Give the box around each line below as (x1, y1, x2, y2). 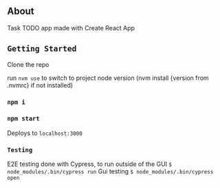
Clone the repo (7, 60, 49, 68)
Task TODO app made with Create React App (7, 23, 135, 32)
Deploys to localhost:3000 (7, 129, 82, 137)
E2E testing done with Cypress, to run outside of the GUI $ (7, 160, 172, 168)
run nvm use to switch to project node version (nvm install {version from (7, 74, 209, 82)
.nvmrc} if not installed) (7, 81, 74, 89)
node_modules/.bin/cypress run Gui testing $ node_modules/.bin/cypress (7, 167, 214, 176)
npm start (7, 115, 40, 123)
